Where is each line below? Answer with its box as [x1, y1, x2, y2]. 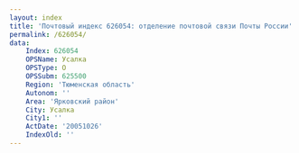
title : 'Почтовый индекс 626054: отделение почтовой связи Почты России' [9, 22, 294, 31]
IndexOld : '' [25, 130, 75, 139]
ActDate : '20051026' [25, 122, 103, 131]
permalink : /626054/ [9, 30, 88, 39]
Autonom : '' [25, 88, 70, 97]
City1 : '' [25, 113, 63, 122]
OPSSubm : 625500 [25, 72, 88, 81]
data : [9, 38, 30, 48]
